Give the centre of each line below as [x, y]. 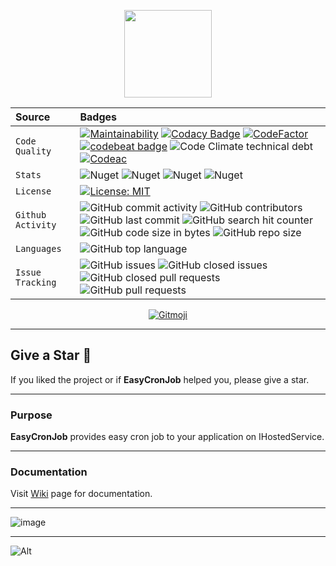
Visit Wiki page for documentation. [81, 494]
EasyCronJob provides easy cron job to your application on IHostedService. [167, 437]
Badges [98, 117]
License [33, 191]
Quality [33, 151]
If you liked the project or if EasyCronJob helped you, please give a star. [160, 379]
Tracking [36, 282]
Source [33, 117]
